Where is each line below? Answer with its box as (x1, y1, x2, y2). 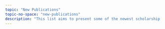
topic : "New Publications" (5, 7, 61, 12)
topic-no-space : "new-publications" (5, 12, 81, 17)
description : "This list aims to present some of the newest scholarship (5, 16, 161, 21)
